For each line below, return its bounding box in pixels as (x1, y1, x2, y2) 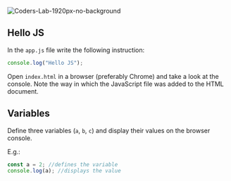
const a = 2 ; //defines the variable (7, 161, 118, 168)
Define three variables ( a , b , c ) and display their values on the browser (7, 126, 211, 135)
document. (7, 87, 39, 95)
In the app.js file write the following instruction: (7, 46, 145, 54)
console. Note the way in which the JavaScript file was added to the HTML (7, 80, 224, 88)
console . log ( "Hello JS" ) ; (7, 59, 83, 66)
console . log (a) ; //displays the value (7, 168, 121, 175)
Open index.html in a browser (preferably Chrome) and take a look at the (7, 72, 220, 80)
